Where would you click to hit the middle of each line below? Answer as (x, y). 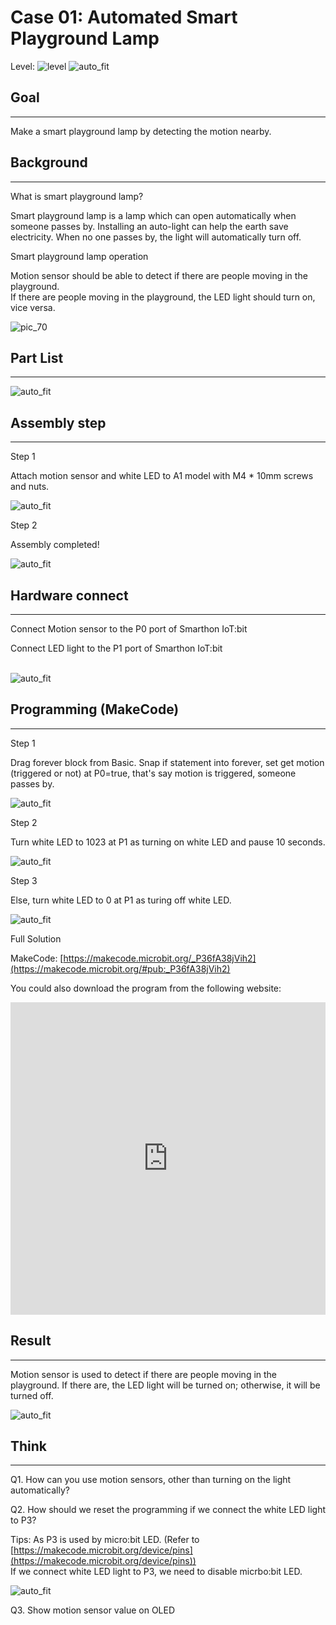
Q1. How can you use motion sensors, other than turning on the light (151, 1480)
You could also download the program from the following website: (146, 988)
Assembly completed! (55, 545)
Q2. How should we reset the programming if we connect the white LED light (168, 1510)
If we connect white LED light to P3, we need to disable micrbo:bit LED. (156, 1572)
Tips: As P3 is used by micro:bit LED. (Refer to (105, 1540)
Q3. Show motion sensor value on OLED (93, 1610)
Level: (22, 66)
